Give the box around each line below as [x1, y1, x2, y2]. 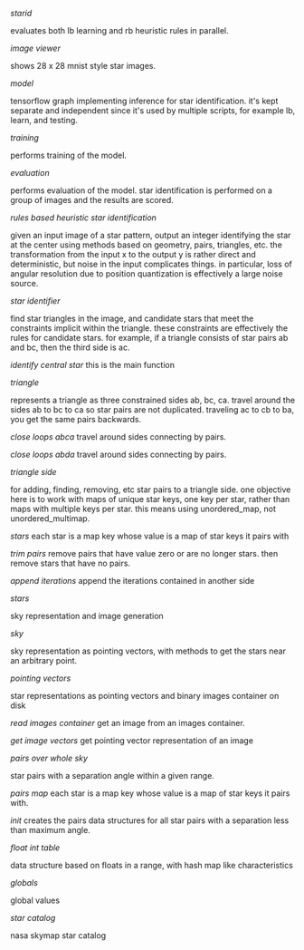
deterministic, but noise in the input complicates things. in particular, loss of [10, 258, 292, 269]
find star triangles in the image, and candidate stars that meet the [10, 313, 254, 324]
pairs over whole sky [10, 752, 89, 763]
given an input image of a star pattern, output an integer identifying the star [10, 230, 291, 240]
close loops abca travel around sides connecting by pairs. [10, 431, 227, 442]
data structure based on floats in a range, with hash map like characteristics [10, 860, 293, 870]
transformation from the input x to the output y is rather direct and [10, 249, 256, 259]
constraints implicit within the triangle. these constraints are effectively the [10, 323, 289, 334]
